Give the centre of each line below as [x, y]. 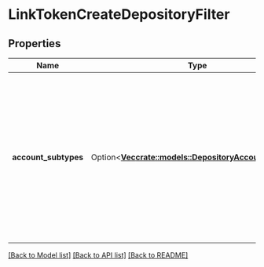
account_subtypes [48, 157]
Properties [35, 44]
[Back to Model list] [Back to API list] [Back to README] [98, 255]
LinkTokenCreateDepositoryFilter [119, 15]
